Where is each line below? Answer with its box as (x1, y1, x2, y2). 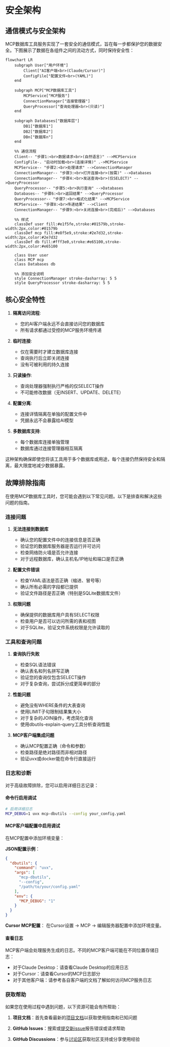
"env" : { (14, 894, 33, 899)
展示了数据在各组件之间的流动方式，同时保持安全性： (22, 47, 134, 53)
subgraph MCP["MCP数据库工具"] (14, 88, 77, 93)
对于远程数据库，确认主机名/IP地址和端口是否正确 (20, 556, 124, 562)
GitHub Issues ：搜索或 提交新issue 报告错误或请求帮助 (12, 1025, 125, 1031)
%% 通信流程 (14, 149, 37, 154)
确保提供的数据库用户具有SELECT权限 (20, 611, 100, 618)
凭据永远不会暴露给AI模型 (20, 417, 74, 423)
